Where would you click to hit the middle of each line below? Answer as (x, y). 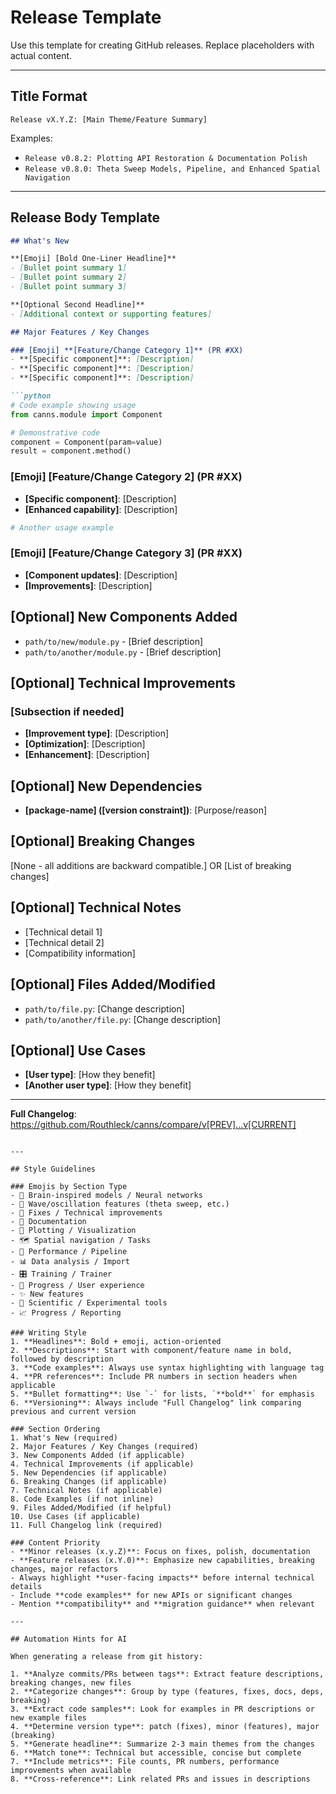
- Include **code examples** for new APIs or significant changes (151, 1596)
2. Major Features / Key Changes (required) (104, 1447)
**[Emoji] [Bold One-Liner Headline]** (93, 259)
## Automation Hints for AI (69, 1639)
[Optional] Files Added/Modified (113, 984)
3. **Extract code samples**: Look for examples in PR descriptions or (162, 1709)
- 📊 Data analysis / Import (70, 1262)
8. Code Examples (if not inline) (82, 1499)
